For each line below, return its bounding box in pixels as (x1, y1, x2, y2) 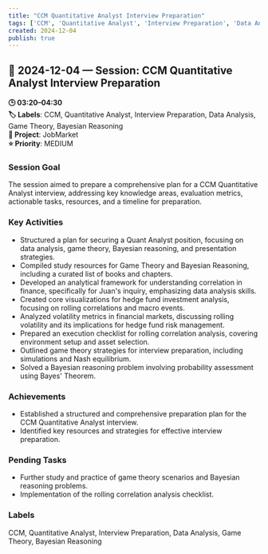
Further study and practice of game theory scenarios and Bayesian (19, 472, 241, 482)
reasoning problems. (19, 481, 89, 491)
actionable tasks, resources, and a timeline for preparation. (8, 197, 202, 206)
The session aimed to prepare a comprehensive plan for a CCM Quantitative (8, 180, 258, 189)
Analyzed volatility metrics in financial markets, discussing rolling (19, 311, 235, 321)
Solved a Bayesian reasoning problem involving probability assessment (19, 362, 254, 372)
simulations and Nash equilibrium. (19, 353, 132, 364)
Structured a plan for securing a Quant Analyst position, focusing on (19, 235, 244, 245)
